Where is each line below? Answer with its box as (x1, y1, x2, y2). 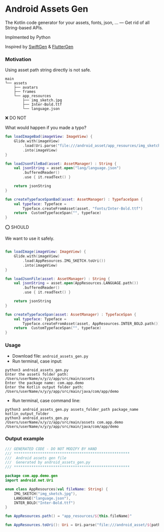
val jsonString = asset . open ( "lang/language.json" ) (14, 166, 121, 170)
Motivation (5, 56, 32, 63)
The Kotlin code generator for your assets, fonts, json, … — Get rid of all (5, 20, 150, 25)
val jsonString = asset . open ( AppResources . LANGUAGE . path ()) (14, 281, 139, 286)
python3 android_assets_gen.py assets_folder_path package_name (5, 407, 139, 412)
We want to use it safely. (5, 235, 55, 241)
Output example (5, 435, 44, 442)
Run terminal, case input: (12, 358, 62, 364)
